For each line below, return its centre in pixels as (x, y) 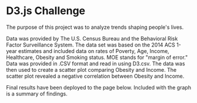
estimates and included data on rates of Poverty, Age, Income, (94, 51)
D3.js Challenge (46, 11)
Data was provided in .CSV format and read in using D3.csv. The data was (96, 64)
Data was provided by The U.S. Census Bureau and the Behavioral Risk (92, 38)
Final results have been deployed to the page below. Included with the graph (98, 87)
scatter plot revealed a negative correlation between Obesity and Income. (95, 76)
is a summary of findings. (37, 94)
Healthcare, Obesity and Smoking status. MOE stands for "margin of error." (97, 57)
